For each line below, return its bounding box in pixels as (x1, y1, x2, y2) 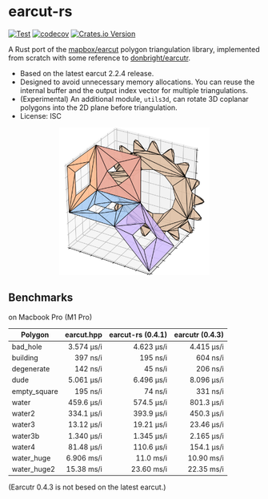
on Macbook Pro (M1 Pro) (8, 312, 93, 322)
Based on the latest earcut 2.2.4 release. (19, 68, 154, 78)
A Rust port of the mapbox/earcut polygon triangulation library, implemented (8, 44, 260, 54)
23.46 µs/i (189, 420, 224, 429)
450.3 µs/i (189, 408, 224, 419)
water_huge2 (11, 465, 56, 474)
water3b (11, 431, 40, 440)
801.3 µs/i (189, 397, 224, 407)
